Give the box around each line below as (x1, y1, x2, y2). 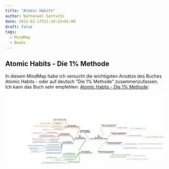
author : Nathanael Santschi (5, 13, 65, 19)
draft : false (5, 24, 33, 29)
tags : (5, 29, 17, 35)
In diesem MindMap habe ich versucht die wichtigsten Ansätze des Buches (5, 73, 162, 79)
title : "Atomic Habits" (5, 8, 56, 13)
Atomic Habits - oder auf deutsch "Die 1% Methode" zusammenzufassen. (5, 78, 158, 85)
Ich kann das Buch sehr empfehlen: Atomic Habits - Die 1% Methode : (5, 83, 149, 90)
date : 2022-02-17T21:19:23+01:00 (5, 19, 76, 24)
